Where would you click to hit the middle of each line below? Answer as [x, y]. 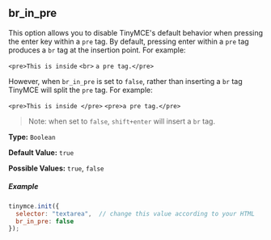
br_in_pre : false [45, 221]
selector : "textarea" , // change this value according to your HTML [135, 213]
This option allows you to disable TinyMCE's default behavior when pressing [136, 32]
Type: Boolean [32, 137]
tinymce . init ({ [34, 206]
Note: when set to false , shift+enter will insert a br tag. [122, 121]
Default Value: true [41, 152]
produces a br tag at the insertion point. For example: [97, 50]
